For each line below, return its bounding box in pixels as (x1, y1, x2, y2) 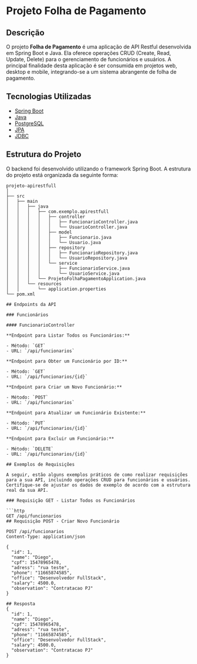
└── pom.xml (6, 291, 35, 297)
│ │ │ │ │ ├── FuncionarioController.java (6, 219, 138, 225)
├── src (6, 193, 25, 199)
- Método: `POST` (6, 394, 49, 400)
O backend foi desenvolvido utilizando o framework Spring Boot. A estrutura (6, 165, 191, 172)
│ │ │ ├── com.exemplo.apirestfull (6, 208, 109, 215)
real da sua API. (6, 487, 49, 493)
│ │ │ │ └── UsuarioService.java (6, 270, 119, 277)
